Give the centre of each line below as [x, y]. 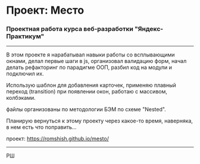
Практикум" [25, 36]
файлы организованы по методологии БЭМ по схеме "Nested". [86, 109]
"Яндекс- [149, 29]
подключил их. [25, 74]
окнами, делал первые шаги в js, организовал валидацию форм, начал [96, 61]
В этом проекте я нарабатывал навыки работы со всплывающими [90, 55]
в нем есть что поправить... [41, 127]
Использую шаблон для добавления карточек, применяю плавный [91, 85]
